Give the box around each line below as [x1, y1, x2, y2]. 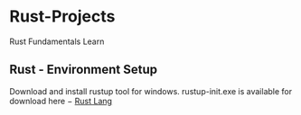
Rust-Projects [9, 6, 116, 27]
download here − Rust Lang [9, 95, 113, 106]
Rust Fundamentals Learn [9, 36, 105, 47]
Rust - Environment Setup [9, 62, 158, 77]
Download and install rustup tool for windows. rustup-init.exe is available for [9, 85, 293, 96]
